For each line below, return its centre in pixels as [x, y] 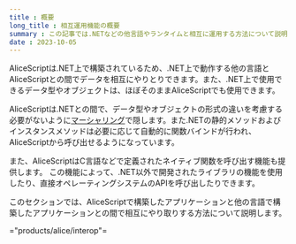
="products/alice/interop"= [58, 231]
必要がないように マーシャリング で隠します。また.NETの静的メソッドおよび [145, 120]
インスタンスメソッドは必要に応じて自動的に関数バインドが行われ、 [133, 131]
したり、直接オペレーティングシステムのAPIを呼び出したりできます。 [135, 183]
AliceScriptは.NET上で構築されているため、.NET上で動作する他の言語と [140, 68]
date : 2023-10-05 [43, 42]
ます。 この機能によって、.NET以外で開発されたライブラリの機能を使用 [153, 172]
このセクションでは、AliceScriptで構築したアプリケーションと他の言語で [141, 202]
